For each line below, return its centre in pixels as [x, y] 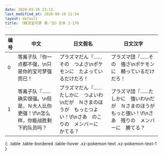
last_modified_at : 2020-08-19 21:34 [42, 14]
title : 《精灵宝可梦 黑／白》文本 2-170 [42, 23]
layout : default [21, 18]
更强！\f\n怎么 [34, 113]
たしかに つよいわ [81, 95]
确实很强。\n [32, 99]
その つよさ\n [76, 64]
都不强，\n [35, 64]
